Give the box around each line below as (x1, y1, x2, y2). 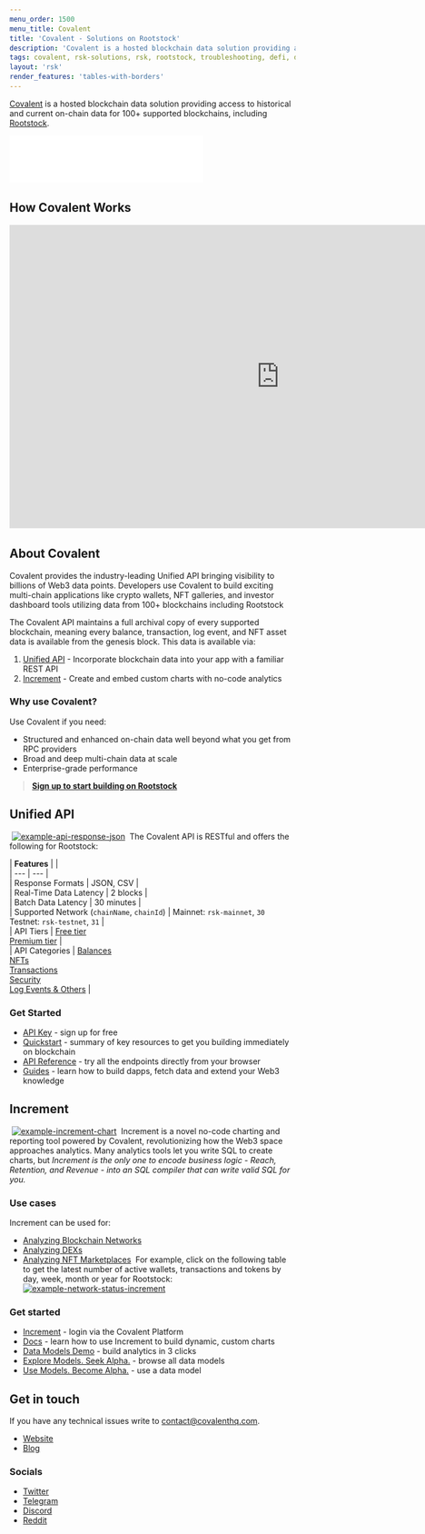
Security (9, 973, 41, 985)
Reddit (22, 1515, 47, 1526)
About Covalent (9, 546, 101, 562)
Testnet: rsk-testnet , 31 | (9, 916, 104, 927)
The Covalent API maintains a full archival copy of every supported (9, 616, 260, 627)
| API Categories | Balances (9, 945, 112, 956)
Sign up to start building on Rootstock (31, 780, 178, 791)
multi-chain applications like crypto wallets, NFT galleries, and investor (9, 589, 274, 600)
